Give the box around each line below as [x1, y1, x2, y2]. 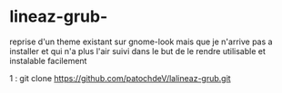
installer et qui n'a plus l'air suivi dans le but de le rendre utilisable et [9, 45, 267, 56]
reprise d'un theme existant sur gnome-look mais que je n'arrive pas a [9, 36, 273, 47]
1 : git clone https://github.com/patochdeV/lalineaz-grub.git [9, 72, 231, 83]
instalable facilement [9, 55, 87, 66]
